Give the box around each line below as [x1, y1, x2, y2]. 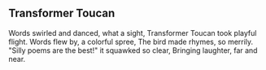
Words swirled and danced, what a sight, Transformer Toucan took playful [8, 28, 257, 37]
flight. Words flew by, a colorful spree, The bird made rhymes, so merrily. [8, 37, 254, 46]
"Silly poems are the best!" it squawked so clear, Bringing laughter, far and [8, 45, 258, 55]
